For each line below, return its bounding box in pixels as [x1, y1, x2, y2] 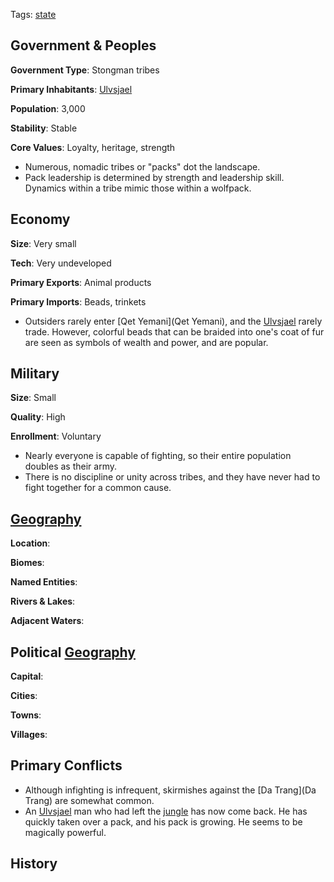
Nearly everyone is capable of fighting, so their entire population [24, 450, 292, 462]
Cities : [10, 690, 38, 702]
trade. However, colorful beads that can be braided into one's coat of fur [24, 325, 325, 338]
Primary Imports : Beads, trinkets [10, 295, 147, 308]
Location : [10, 537, 51, 549]
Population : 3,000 [10, 102, 86, 114]
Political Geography [10, 644, 136, 661]
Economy [10, 211, 71, 228]
